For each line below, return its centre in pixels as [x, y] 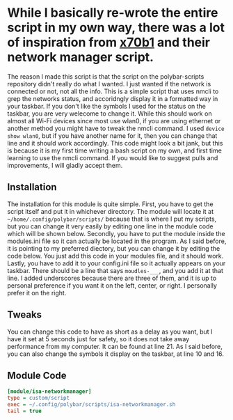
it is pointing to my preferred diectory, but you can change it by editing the [114, 248]
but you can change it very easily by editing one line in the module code [110, 226]
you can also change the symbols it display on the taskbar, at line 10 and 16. [115, 354]
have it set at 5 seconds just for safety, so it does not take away [98, 339]
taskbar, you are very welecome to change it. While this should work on [110, 114]
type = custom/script [39, 398]
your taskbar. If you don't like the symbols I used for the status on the [107, 106]
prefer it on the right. [37, 293]
